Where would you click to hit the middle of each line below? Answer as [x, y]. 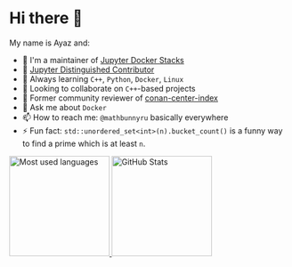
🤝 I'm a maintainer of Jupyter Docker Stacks [103, 60]
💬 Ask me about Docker [64, 107]
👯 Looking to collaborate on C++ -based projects [109, 88]
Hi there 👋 [46, 18]
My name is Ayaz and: [50, 43]
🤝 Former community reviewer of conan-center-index [120, 98]
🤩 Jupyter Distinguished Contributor [88, 69]
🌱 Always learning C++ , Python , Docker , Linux [103, 78]
